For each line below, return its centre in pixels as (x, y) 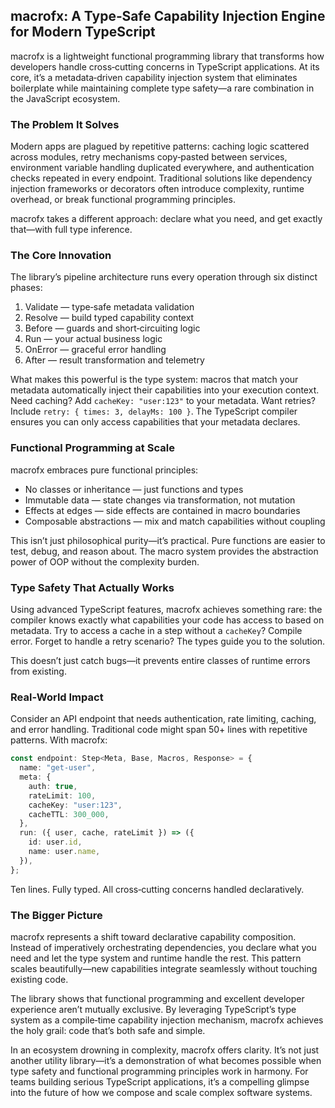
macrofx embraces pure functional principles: (104, 470)
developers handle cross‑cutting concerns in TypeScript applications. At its (165, 66)
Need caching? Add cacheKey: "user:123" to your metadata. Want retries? (163, 401)
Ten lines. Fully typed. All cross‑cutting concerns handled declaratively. (157, 889)
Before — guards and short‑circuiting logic (112, 328)
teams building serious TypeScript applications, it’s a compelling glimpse (160, 1081)
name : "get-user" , (58, 768)
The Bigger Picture (56, 915)
